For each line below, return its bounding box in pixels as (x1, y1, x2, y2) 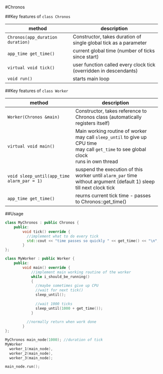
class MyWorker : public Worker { (5, 256, 75, 261)
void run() (7, 76, 33, 81)
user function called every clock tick (72, 61, 156, 68)
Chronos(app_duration (7, 35, 57, 40)
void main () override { (22, 265, 70, 270)
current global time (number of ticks (72, 47, 155, 54)
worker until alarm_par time (75, 172, 137, 179)
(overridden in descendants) (72, 68, 138, 74)
